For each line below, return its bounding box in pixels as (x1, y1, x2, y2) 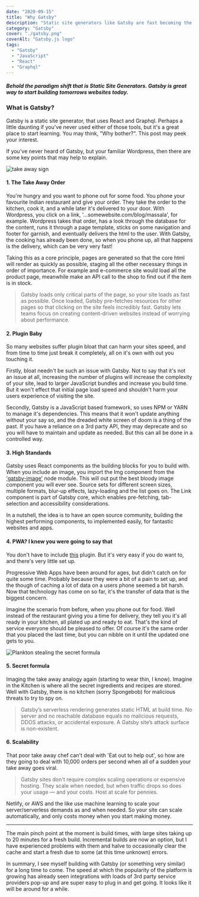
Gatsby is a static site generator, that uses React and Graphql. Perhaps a (6, 117, 183, 124)
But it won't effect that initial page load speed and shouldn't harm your (6, 386, 178, 393)
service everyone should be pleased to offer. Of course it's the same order (6, 624, 188, 631)
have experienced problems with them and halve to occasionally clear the (6, 842, 187, 849)
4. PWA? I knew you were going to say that (6, 538, 113, 545)
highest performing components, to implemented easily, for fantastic (6, 518, 174, 525)
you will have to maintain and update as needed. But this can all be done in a (6, 429, 193, 437)
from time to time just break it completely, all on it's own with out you (6, 349, 174, 356)
